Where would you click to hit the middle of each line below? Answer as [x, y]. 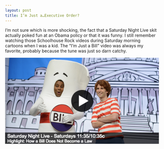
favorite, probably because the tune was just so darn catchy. [66, 51]
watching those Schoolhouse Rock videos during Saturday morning [73, 40]
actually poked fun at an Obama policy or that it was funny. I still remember [81, 35]
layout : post [18, 10]
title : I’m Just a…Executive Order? [42, 15]
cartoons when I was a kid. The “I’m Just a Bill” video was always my [74, 45]
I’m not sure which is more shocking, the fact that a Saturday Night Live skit [81, 30]
